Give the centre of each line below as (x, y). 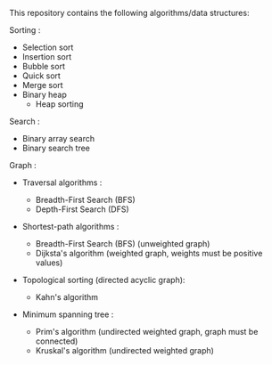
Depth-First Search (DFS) (82, 209)
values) (49, 263)
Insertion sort (47, 57)
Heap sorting (59, 104)
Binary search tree (56, 148)
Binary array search (58, 138)
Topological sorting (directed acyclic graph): (103, 280)
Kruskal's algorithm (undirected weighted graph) (124, 350)
